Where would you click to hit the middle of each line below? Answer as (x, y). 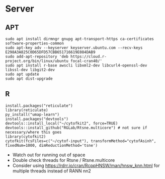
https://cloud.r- (89, 56)
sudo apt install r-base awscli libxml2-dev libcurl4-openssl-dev (76, 66)
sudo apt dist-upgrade (29, 79)
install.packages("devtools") (37, 119)
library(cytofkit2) (26, 137)
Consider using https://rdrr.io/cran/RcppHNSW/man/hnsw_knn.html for (86, 165)
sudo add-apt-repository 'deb (37, 56)
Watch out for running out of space (49, 155)
